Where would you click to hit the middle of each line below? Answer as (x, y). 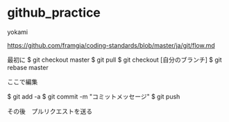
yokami (18, 32)
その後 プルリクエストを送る (50, 111)
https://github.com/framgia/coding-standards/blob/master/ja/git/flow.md (111, 45)
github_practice (54, 13)
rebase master (28, 67)
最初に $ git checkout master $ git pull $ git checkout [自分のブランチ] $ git (114, 60)
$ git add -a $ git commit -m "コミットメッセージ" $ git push (94, 96)
